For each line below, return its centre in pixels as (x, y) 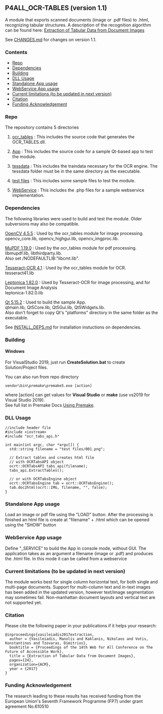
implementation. (28, 195)
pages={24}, (22, 660)
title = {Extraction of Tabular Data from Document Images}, (73, 656)
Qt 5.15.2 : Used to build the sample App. (46, 302)
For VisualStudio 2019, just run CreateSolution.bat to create (65, 362)
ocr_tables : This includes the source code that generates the (73, 137)
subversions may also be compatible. (42, 224)
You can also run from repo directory (42, 377)
